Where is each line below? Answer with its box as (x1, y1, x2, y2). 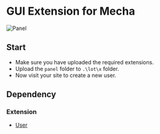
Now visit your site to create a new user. (15, 72, 117, 79)
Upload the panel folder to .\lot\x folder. (15, 65, 119, 72)
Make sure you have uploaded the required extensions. (15, 58, 154, 65)
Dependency (6, 89, 56, 100)
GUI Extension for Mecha (6, 4, 136, 18)
